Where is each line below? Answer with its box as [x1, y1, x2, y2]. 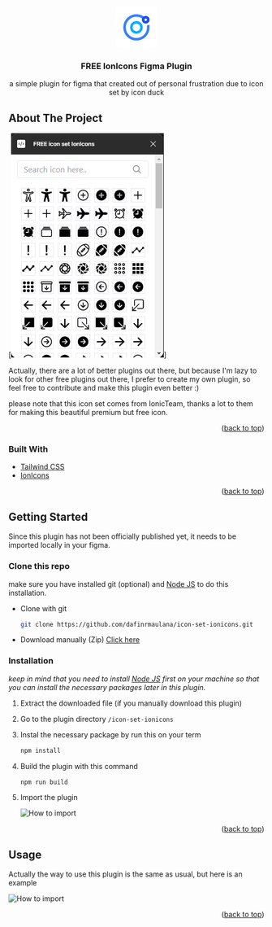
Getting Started [8, 509, 89, 523]
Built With [8, 444, 49, 455]
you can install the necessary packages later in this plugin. [8, 682, 206, 692]
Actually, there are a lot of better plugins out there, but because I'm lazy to [8, 365, 257, 376]
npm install [19, 746, 61, 754]
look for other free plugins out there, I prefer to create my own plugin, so [8, 374, 251, 384]
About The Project [8, 111, 103, 125]
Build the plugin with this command [19, 761, 138, 771]
